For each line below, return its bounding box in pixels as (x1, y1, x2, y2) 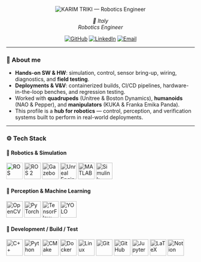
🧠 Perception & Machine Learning (6, 187, 91, 194)
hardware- (163, 82, 189, 89)
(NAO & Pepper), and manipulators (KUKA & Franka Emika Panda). (14, 101, 180, 108)
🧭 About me (6, 56, 41, 64)
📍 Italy (92, 17, 109, 24)
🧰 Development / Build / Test (6, 226, 78, 233)
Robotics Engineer (78, 24, 123, 31)
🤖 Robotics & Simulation (6, 149, 67, 156)
